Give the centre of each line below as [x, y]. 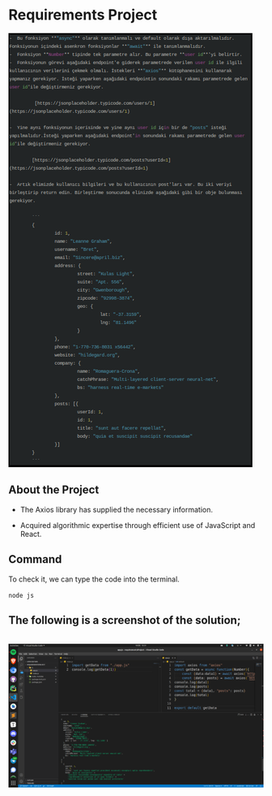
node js [21, 595]
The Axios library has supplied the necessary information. [116, 509]
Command [35, 559]
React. [31, 534]
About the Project [54, 490]
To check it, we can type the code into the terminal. [94, 579]
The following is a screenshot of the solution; [125, 620]
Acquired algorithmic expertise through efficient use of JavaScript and [138, 525]
